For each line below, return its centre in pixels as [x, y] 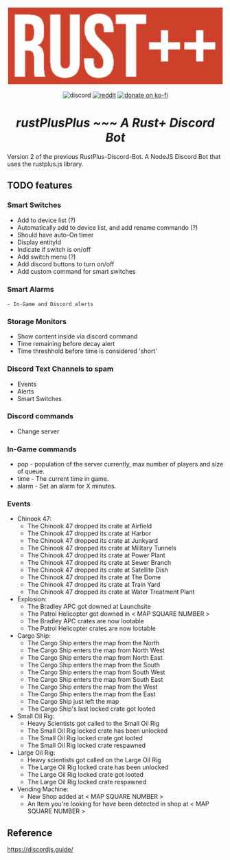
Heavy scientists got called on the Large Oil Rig [94, 760]
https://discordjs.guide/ [40, 850]
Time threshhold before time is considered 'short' [87, 351]
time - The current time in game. [63, 479]
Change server [38, 431]
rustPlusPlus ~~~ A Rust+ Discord [115, 123]
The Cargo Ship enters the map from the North [93, 643]
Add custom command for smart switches [76, 271]
